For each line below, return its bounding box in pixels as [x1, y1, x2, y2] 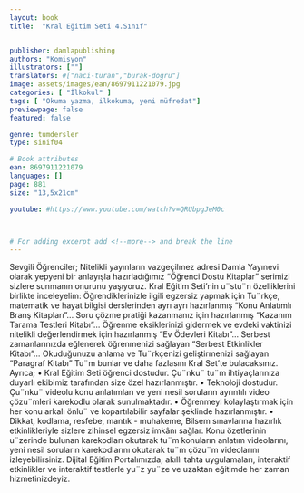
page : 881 [9, 179, 47, 188]
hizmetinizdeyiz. [9, 473, 71, 485]
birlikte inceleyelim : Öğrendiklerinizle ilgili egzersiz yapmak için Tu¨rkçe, [9, 291, 280, 302]
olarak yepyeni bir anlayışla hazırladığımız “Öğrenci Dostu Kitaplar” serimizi [9, 271, 290, 282]
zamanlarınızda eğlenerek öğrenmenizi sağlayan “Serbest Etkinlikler [9, 339, 263, 350]
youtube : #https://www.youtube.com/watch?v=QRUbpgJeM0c [9, 205, 225, 214]
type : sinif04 [9, 138, 64, 148]
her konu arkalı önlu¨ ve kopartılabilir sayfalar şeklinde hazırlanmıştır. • [9, 406, 274, 417]
